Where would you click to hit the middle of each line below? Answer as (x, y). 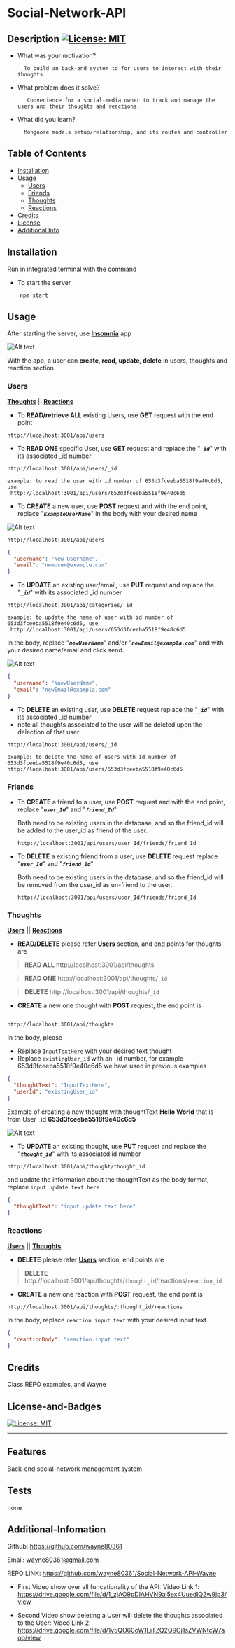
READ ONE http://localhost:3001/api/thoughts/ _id (96, 979)
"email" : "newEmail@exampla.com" (62, 690)
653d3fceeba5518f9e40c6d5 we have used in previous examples (112, 1066)
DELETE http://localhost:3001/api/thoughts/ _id (92, 992)
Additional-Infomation (57, 1530)
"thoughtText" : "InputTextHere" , (62, 1085)
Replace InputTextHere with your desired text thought (94, 1051)
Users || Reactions (35, 930)
